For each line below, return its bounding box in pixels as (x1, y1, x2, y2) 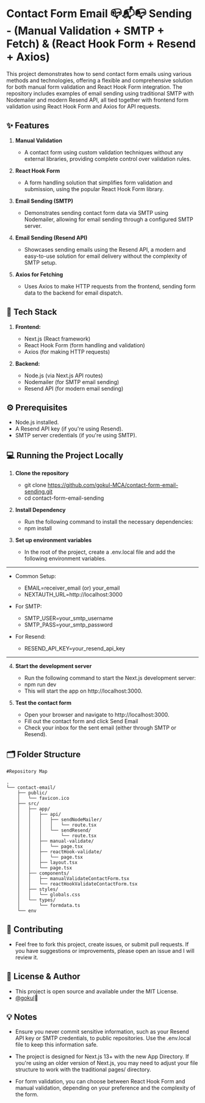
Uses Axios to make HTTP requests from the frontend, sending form (24, 282, 196, 290)
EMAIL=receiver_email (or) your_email (24, 584, 120, 592)
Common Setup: (15, 573, 57, 580)
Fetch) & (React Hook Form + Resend (6, 37, 196, 51)
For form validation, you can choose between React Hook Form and (15, 1078, 185, 1085)
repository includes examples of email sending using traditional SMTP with (6, 89, 194, 97)
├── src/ (17, 800, 40, 807)
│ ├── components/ (17, 870, 70, 876)
